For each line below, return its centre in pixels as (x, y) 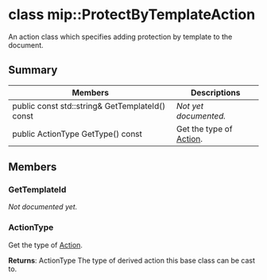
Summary (33, 70)
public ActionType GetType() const (77, 134)
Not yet (190, 106)
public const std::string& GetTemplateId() (89, 106)
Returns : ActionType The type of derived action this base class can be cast (132, 260)
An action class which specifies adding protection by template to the (120, 37)
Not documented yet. (43, 207)
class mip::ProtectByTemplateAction (132, 15)
